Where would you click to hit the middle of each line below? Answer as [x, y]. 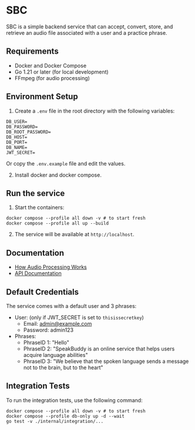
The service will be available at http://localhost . [74, 234]
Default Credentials [43, 292]
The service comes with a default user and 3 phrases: [71, 306]
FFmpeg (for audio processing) [52, 78]
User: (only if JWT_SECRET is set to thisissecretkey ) [79, 317]
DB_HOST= [17, 137]
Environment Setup [42, 97]
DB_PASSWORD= [22, 127]
